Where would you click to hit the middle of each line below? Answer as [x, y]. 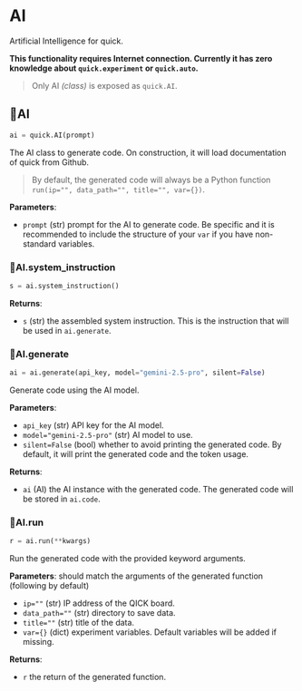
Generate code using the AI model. [74, 390]
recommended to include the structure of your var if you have [138, 234]
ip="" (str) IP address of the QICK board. [98, 603]
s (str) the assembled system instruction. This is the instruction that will [156, 321]
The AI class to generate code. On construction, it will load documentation [148, 152]
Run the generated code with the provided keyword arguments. [128, 559]
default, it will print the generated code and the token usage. [136, 453]
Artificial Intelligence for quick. [67, 41]
